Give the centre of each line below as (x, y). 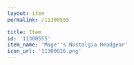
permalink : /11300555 (38, 20)
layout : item (26, 13)
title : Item (24, 32)
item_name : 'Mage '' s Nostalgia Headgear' (68, 45)
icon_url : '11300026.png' (44, 51)
